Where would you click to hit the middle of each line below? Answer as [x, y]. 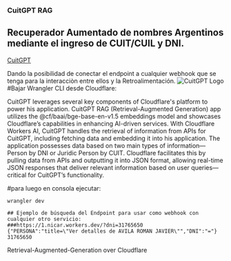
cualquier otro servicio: [44, 219]
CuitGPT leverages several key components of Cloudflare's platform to [108, 101]
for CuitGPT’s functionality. [66, 175]
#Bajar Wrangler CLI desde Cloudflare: [62, 88]
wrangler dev [26, 201]
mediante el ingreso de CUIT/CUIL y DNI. [96, 43]
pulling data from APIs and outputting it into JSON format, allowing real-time [115, 160]
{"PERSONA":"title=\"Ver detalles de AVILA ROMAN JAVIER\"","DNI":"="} [112, 231]
